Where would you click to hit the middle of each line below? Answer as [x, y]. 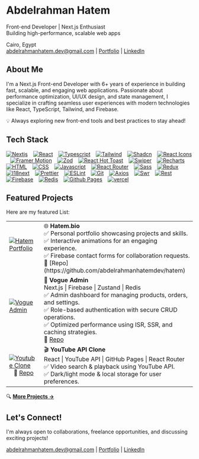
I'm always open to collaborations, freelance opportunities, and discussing [97, 432]
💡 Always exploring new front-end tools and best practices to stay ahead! [96, 121]
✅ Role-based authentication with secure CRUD [110, 310]
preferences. [62, 382]
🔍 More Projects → [30, 397]
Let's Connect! [34, 417]
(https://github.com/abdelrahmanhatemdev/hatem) [114, 271]
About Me [25, 70]
